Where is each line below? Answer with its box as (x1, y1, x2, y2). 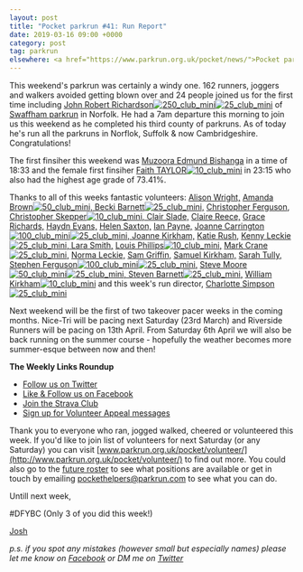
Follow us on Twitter (22, 379, 97, 389)
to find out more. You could (184, 454, 286, 464)
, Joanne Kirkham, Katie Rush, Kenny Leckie (127, 230, 291, 240)
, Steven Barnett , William (123, 268, 272, 279)
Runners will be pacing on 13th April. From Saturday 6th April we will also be (9, 324, 292, 335)
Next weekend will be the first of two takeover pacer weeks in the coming (9, 305, 283, 316)
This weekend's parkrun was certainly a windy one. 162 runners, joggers (9, 80, 280, 90)
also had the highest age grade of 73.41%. (9, 174, 167, 185)
